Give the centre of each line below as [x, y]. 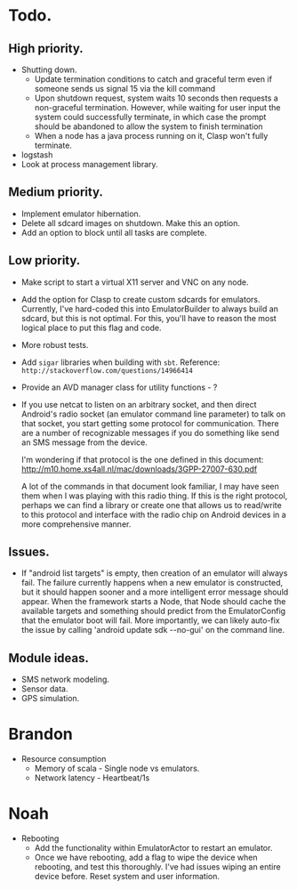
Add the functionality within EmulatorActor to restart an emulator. [153, 848]
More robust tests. [55, 344]
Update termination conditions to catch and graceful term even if [153, 79]
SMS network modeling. [65, 680]
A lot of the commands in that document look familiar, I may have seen [150, 486]
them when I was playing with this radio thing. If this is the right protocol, [154, 496]
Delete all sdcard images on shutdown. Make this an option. [131, 222]
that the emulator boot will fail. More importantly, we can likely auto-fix [151, 620]
